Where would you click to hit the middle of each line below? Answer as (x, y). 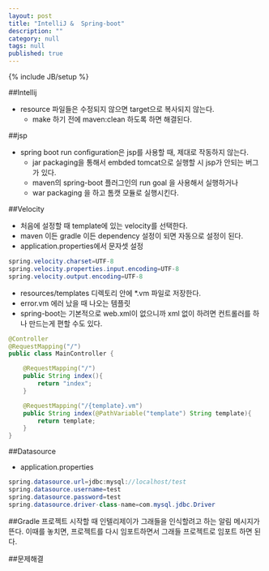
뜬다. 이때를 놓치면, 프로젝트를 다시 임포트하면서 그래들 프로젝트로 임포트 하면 (130, 531)
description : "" (36, 31)
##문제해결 (26, 558)
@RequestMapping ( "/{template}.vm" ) (83, 406)
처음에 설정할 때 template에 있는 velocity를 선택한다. (104, 225)
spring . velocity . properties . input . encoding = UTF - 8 (94, 268)
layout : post (30, 16)
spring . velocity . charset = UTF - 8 (61, 261)
